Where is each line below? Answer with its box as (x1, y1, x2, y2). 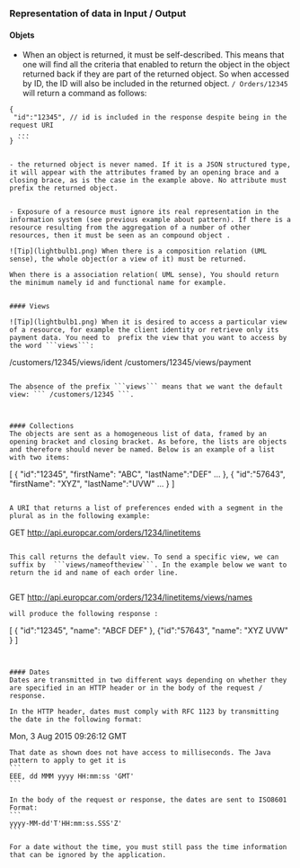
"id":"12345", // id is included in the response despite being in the (13, 113, 287, 122)
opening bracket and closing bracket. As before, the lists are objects (9, 437, 287, 447)
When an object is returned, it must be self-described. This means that (22, 49, 285, 60)
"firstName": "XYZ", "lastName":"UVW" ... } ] (9, 479, 175, 489)
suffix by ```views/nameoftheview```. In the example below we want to (9, 560, 287, 569)
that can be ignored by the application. (9, 851, 167, 860)
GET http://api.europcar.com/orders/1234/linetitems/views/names (9, 592, 253, 603)
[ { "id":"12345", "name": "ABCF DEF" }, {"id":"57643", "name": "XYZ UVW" (9, 625, 289, 636)
